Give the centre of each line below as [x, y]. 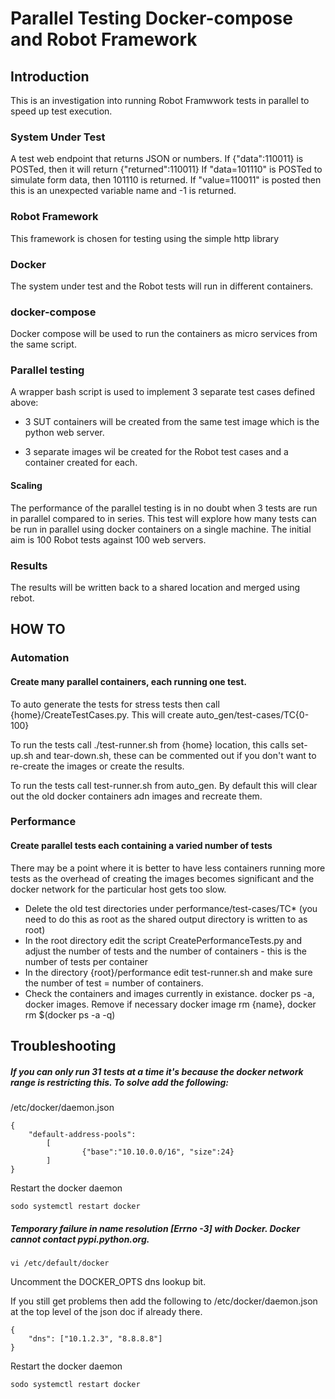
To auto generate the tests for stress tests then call [115, 704]
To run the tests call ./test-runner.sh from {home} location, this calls [150, 744]
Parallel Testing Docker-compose [151, 18]
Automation [40, 658]
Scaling [26, 486]
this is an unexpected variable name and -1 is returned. [123, 191]
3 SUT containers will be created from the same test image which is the [172, 422]
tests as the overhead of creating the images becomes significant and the [162, 878]
